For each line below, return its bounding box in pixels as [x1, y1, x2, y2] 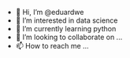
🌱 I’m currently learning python [15, 24, 117, 33]
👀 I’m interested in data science [15, 16, 118, 25]
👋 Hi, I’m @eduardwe [15, 8, 84, 16]
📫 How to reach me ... [15, 42, 89, 50]
